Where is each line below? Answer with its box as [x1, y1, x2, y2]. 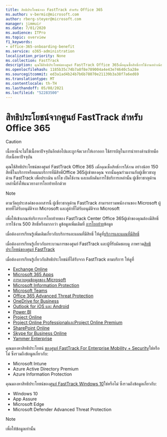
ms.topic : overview [5, 35, 46, 40]
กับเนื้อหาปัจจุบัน [5, 154, 33, 160]
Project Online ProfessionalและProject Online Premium [12, 320, 123, 326]
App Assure [12, 396, 37, 402]
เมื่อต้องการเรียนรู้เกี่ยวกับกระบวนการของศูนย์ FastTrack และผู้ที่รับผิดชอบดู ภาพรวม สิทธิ [5, 241, 151, 247]
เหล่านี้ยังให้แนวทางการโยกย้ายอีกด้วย [5, 180, 66, 186]
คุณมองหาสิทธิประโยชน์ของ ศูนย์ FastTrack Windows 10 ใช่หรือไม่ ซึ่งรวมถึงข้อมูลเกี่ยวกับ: [5, 381, 157, 387]
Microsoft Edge [12, 401, 45, 407]
